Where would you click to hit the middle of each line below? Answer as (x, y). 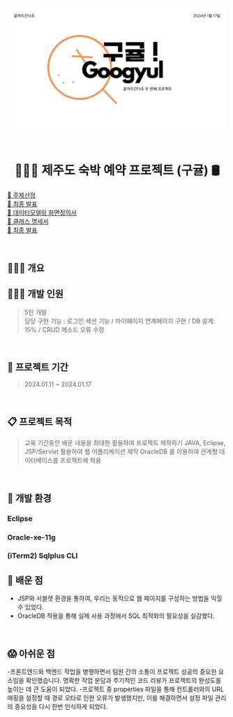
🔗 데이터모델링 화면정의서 (42, 213)
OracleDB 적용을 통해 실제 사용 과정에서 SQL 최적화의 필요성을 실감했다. (116, 616)
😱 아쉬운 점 (31, 654)
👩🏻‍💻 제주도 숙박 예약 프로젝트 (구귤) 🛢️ (117, 170)
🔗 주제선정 (22, 195)
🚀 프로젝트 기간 (38, 367)
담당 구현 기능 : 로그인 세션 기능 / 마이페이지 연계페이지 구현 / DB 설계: (120, 321)
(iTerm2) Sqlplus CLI (43, 556)
